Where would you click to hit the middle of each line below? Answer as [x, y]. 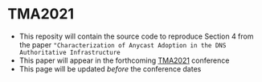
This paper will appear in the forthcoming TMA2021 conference [124, 60]
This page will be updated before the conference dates [110, 68]
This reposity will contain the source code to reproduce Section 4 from [136, 36]
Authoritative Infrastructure [70, 52]
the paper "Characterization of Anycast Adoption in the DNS [123, 44]
